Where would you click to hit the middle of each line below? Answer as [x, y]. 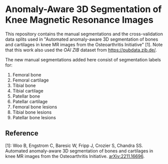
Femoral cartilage [31, 80]
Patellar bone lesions [34, 117]
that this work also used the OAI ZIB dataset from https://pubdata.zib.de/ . [81, 50]
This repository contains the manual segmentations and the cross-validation [84, 34]
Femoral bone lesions [35, 107]
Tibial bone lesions [32, 112]
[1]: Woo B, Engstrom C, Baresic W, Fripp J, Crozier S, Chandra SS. [74, 145]
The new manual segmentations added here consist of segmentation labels [83, 59]
